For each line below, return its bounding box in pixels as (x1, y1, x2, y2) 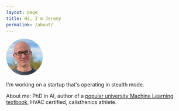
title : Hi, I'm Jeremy (6, 15, 61, 22)
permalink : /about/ (6, 22, 54, 27)
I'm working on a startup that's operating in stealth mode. (6, 81, 144, 88)
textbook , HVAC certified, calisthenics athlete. (6, 99, 117, 106)
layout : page (6, 9, 38, 15)
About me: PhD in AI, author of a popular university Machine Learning (6, 92, 174, 99)
